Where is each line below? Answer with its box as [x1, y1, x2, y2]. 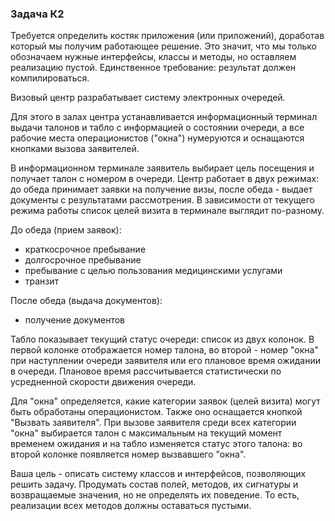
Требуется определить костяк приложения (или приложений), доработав [10, 30, 325, 42]
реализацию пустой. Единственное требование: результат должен [10, 62, 297, 74]
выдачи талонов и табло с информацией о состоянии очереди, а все [10, 122, 305, 134]
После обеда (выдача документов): [10, 295, 163, 307]
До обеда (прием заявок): [10, 224, 122, 236]
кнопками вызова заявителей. [10, 143, 140, 155]
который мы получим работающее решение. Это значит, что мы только [10, 40, 317, 52]
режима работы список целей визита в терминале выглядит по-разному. [10, 205, 325, 217]
